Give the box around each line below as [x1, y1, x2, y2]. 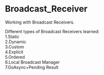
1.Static [5, 34, 20, 39]
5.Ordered [5, 54, 25, 60]
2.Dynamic [5, 38, 26, 44]
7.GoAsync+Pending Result [5, 64, 59, 70]
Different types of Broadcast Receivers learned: [5, 28, 100, 34]
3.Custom [5, 44, 24, 50]
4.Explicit [5, 49, 23, 55]
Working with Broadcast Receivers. [5, 19, 75, 25]
